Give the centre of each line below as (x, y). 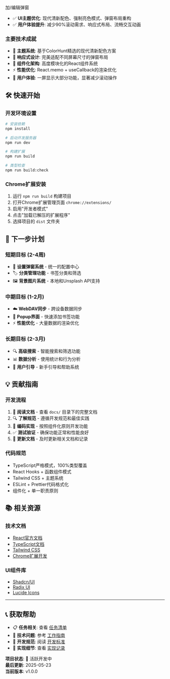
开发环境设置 (21, 113)
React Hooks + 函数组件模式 (42, 471)
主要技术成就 (21, 38)
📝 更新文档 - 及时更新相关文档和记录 (50, 439)
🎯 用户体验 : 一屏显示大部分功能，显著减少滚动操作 (65, 78)
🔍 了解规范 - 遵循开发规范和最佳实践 (51, 418)
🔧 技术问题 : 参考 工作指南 (39, 635)
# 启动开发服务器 (21, 138)
